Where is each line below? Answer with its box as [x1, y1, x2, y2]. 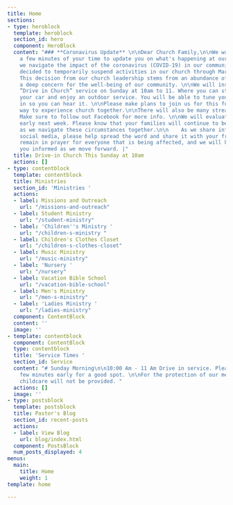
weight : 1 [19, 474, 49, 481]
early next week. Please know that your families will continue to [19, 119, 218, 127]
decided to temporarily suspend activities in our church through [19, 68, 216, 75]
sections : [7, 17, 36, 24]
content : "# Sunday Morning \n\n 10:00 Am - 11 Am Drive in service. [13, 365, 213, 372]
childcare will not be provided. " [19, 377, 123, 385]
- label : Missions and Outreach [13, 197, 107, 205]
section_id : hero [13, 36, 64, 43]
